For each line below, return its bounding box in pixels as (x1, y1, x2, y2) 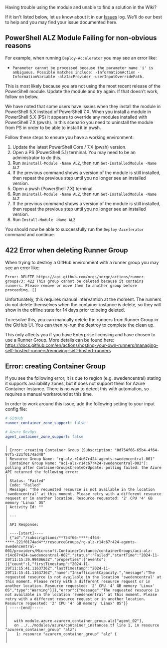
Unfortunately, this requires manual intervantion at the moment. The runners (5, 296, 162, 302)
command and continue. (5, 231, 55, 237)
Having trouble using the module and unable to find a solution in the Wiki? (5, 5, 157, 10)
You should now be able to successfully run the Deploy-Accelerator (5, 226, 144, 232)
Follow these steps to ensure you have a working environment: (5, 134, 134, 140)
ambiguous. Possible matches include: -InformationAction (12, 70, 136, 75)
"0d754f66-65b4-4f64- (114, 447, 160, 452)
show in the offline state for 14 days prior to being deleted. (5, 307, 126, 313)
